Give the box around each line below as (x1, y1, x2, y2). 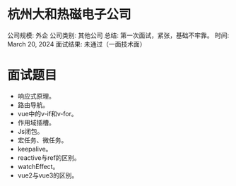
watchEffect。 (17, 162, 59, 170)
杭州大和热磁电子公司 (7, 6, 132, 23)
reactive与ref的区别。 (17, 153, 81, 162)
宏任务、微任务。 (17, 135, 68, 144)
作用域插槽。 (17, 118, 55, 127)
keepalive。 (17, 144, 52, 153)
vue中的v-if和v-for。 (17, 109, 78, 118)
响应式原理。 (17, 92, 55, 100)
